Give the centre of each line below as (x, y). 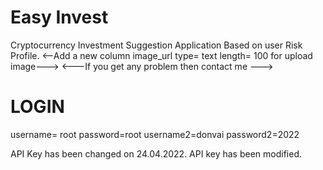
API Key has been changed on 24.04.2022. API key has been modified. (156, 153)
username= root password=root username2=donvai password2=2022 (155, 134)
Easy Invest (59, 17)
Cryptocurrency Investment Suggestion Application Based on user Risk (156, 45)
